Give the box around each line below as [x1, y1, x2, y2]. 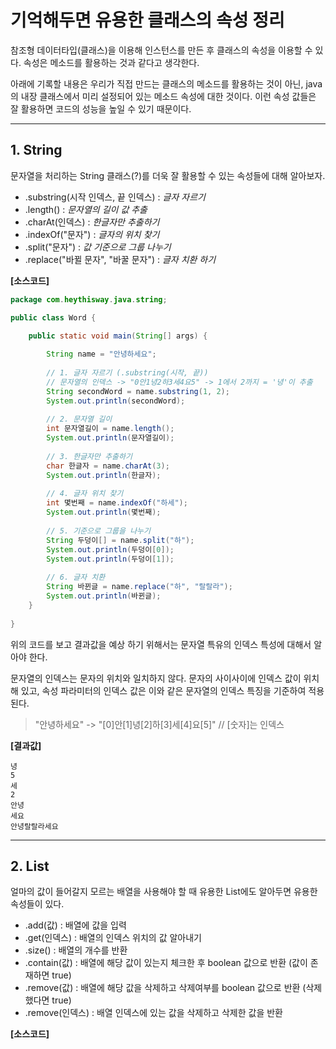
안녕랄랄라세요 [10, 821, 59, 831]
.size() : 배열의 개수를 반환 [24, 944, 128, 956]
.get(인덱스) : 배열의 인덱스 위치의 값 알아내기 [24, 932, 202, 944]
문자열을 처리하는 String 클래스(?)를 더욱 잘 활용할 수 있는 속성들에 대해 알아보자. [10, 169, 326, 181]
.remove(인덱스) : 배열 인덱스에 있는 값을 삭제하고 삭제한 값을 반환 [24, 1007, 283, 1019]
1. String [10, 142, 63, 159]
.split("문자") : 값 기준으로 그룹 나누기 [24, 241, 172, 253]
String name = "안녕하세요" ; [46, 349, 157, 360]
